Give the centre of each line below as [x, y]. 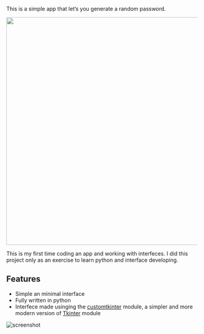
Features [23, 279]
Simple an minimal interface [50, 293]
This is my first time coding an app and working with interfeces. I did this [97, 254]
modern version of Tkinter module [58, 313]
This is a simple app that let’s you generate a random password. [86, 9]
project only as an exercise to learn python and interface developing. [92, 260]
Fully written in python [43, 300]
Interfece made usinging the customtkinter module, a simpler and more [104, 307]
